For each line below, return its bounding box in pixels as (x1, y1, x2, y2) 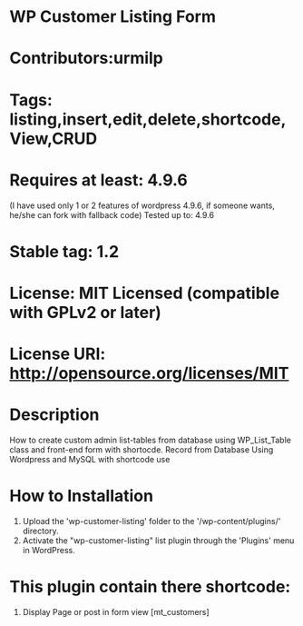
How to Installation (9, 486, 154, 506)
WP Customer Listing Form (9, 6, 216, 27)
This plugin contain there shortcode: (9, 577, 291, 597)
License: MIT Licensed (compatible (9, 283, 279, 303)
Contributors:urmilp (9, 48, 163, 69)
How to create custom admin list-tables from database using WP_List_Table (9, 434, 292, 445)
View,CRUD (9, 128, 98, 149)
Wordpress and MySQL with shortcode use (9, 454, 171, 464)
